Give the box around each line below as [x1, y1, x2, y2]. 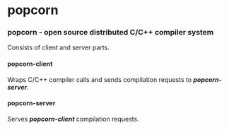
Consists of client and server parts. [7, 43, 110, 52]
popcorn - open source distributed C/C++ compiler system [7, 28, 214, 37]
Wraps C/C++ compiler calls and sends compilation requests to [7, 75, 192, 83]
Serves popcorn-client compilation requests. [7, 114, 139, 123]
